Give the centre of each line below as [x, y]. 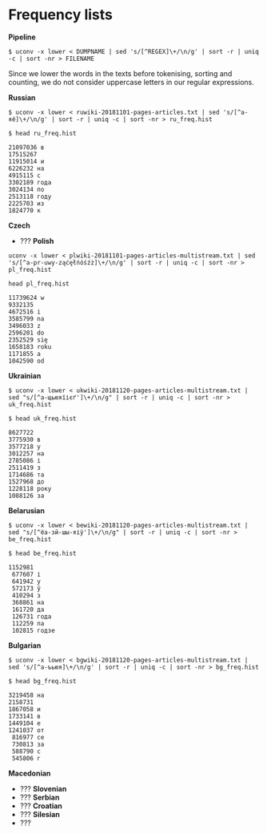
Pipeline [22, 37]
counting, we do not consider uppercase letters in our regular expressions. [131, 82]
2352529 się [28, 340]
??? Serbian [40, 797]
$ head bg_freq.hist [43, 681]
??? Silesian [40, 814]
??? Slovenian [43, 788]
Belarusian [27, 510]
